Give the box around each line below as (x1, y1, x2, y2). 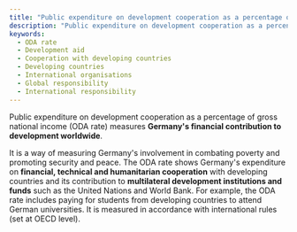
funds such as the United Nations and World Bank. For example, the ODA (9, 185, 276, 196)
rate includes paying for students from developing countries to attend (9, 194, 263, 205)
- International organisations (17, 71, 133, 80)
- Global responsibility (17, 79, 109, 88)
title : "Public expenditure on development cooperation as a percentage (9, 12, 283, 22)
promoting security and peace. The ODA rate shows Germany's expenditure (9, 157, 286, 167)
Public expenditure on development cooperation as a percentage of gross (9, 112, 278, 122)
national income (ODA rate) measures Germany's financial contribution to (9, 120, 282, 131)
